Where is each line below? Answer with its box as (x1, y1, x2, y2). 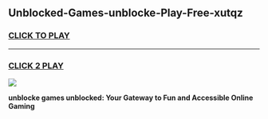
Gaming (8, 101, 35, 110)
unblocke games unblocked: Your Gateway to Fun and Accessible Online (8, 93, 254, 102)
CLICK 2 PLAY (8, 59, 64, 71)
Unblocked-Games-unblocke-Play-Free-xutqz (8, 6, 243, 20)
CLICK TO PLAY (8, 30, 70, 41)
